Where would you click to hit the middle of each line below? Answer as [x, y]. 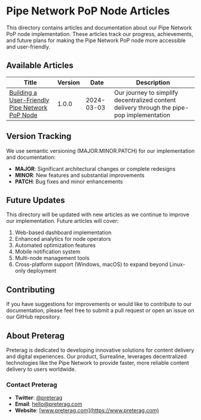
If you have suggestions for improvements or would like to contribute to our [99, 304]
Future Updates [36, 200]
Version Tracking [39, 136]
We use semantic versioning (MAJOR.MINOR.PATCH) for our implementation [100, 150]
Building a [23, 92]
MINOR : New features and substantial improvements [80, 175]
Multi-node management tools [52, 258]
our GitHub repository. [34, 317]
